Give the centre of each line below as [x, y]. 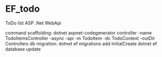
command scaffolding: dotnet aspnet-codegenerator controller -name [78, 33]
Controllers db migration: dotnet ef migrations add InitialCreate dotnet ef [81, 43]
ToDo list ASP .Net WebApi [33, 23]
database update [23, 49]
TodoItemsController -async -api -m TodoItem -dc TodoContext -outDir [80, 38]
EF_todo [22, 9]
